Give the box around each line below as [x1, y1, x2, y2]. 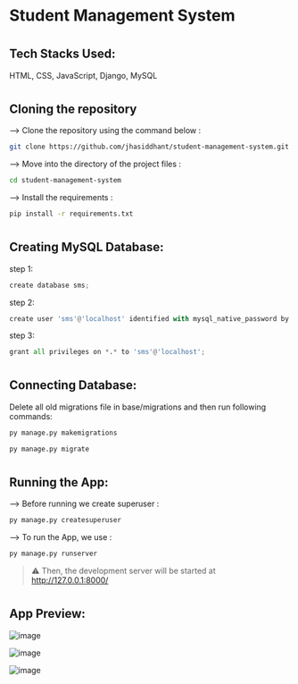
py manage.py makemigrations [9, 428, 118, 437]
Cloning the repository [9, 101, 137, 116]
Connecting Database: [9, 377, 137, 393]
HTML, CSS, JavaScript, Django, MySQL [9, 70, 158, 80]
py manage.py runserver [9, 549, 98, 559]
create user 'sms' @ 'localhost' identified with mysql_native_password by [9, 314, 290, 323]
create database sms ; [9, 281, 90, 290]
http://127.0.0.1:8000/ [30, 574, 109, 586]
